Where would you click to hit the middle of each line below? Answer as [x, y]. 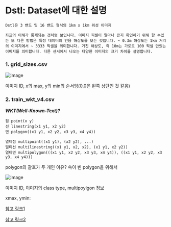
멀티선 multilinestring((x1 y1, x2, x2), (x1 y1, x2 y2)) [67, 147]
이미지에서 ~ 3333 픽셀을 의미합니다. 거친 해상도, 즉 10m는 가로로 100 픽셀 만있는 [89, 46]
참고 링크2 [16, 219]
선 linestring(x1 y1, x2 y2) [36, 126]
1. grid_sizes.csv [26, 64]
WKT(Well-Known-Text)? [33, 111]
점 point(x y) [20, 121]
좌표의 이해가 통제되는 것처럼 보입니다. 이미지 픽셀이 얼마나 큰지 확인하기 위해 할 [80, 35]
